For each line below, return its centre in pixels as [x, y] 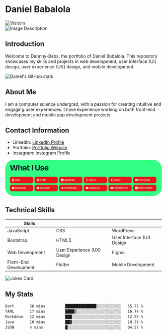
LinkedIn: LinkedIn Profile [38, 142]
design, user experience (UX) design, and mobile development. [70, 66]
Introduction [25, 44]
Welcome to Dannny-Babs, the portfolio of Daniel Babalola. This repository [81, 56]
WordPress [123, 231]
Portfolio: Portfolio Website [40, 148]
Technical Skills [30, 210]
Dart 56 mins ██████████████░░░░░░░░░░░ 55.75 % [74, 306]
